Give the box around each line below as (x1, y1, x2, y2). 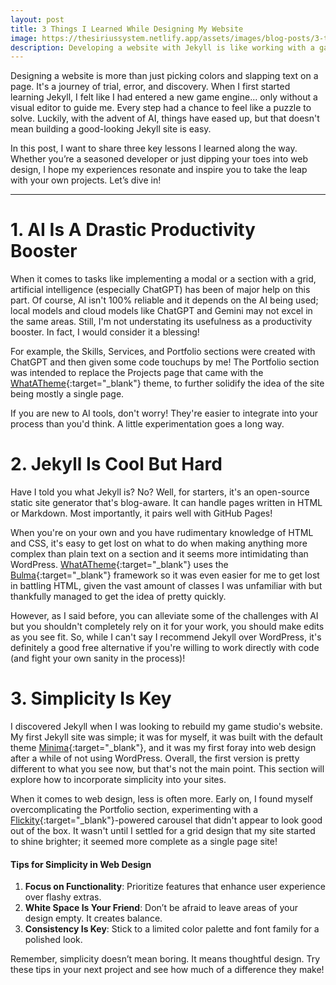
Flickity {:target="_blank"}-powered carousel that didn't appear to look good (10, 814, 323, 826)
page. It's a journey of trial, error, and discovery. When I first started (10, 81, 291, 93)
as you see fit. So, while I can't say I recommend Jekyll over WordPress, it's (10, 631, 322, 643)
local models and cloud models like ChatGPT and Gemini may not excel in (10, 305, 313, 317)
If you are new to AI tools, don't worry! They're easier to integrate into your (10, 407, 319, 420)
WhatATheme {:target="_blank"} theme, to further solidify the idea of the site (10, 377, 325, 390)
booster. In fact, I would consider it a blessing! (10, 326, 200, 338)
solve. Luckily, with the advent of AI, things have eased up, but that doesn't (10, 112, 320, 125)
